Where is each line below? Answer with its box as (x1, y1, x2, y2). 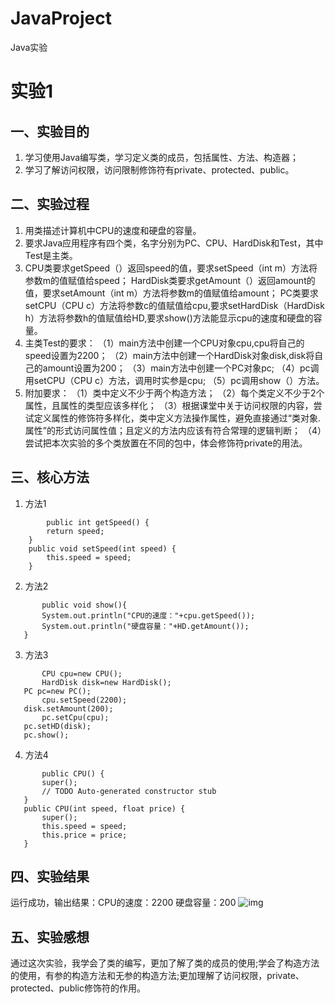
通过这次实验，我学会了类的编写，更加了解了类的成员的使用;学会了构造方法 (10, 957, 320, 969)
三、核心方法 (10, 469, 90, 486)
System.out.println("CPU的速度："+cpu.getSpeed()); (41, 610, 256, 621)
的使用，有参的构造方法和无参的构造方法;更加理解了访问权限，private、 (10, 970, 305, 982)
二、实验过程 (10, 196, 90, 213)
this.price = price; (41, 830, 128, 840)
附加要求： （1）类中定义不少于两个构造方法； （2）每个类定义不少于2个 (24, 387, 325, 399)
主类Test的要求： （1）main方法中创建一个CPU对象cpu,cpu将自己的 (24, 337, 305, 349)
